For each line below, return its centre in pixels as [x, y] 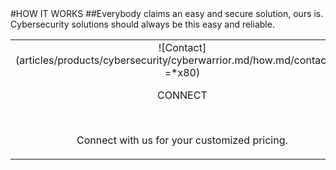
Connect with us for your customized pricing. [182, 140]
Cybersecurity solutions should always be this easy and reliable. [142, 24]
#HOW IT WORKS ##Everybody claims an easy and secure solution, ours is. [167, 13]
